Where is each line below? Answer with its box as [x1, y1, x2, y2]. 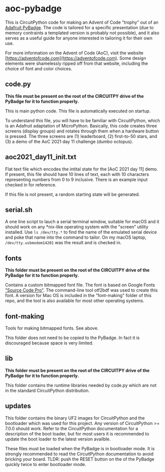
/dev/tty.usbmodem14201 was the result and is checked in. [5, 240, 122, 246]
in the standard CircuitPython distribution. [5, 387, 90, 393]
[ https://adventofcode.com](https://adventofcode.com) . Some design [5, 55, 146, 61]
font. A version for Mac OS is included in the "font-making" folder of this [5, 293, 152, 299]
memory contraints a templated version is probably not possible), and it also [5, 30, 160, 36]
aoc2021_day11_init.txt [5, 153, 77, 161]
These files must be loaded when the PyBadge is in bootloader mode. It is [5, 445, 155, 451]
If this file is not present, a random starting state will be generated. [5, 191, 140, 197]
